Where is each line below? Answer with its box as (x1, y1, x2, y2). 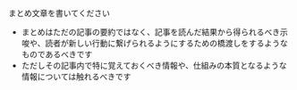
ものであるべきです (21, 49, 93, 60)
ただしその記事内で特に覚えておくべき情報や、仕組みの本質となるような (21, 61, 287, 70)
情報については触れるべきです (21, 71, 132, 82)
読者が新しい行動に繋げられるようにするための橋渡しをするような (45, 38, 288, 48)
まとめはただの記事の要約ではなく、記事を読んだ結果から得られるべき (21, 27, 281, 37)
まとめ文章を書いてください (8, 8, 111, 18)
